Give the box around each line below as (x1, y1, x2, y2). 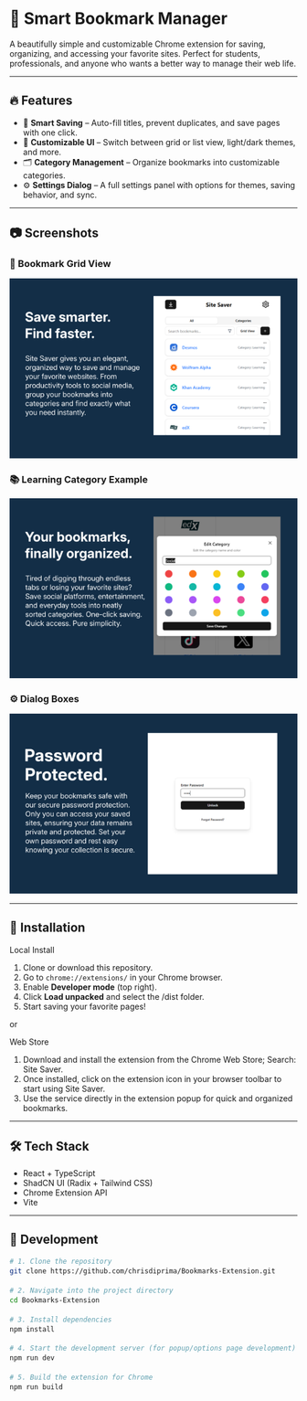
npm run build (9, 1382, 64, 1392)
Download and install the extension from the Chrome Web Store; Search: (22, 1054, 297, 1065)
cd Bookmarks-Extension (9, 1295, 101, 1305)
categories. (22, 169, 66, 181)
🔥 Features (9, 93, 73, 109)
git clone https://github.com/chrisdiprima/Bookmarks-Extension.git (9, 1267, 276, 1276)
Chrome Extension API (22, 1187, 108, 1198)
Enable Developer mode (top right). (22, 982, 157, 992)
